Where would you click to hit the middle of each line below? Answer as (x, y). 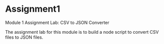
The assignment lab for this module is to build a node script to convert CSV (82, 32)
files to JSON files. (24, 37)
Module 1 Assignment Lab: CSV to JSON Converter (57, 22)
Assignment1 (33, 9)
